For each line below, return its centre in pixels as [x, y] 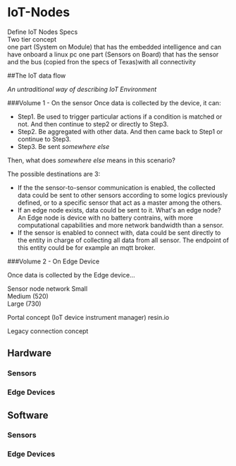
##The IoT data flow [37, 76]
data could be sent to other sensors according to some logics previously [123, 195]
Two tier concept [32, 39]
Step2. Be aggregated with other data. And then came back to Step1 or [120, 131]
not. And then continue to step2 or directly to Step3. [93, 124]
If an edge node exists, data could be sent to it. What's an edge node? [119, 210]
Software [28, 415]
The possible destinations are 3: [54, 174]
